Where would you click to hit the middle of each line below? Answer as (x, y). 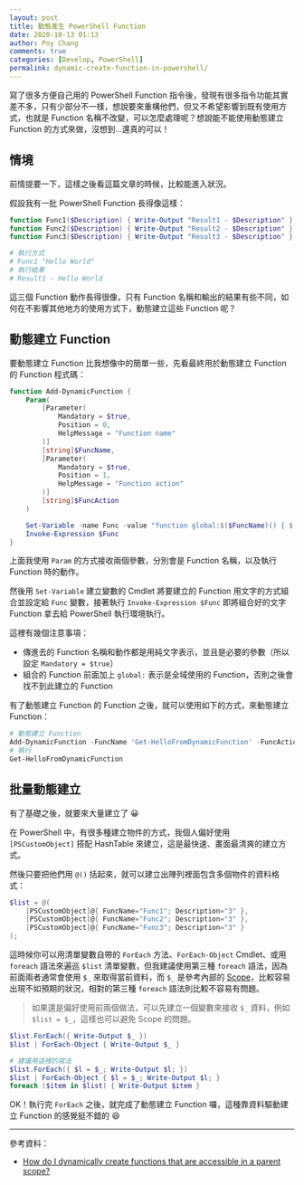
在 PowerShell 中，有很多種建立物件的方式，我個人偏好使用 (120, 832)
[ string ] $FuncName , (79, 450)
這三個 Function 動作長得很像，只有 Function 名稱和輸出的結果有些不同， (145, 297)
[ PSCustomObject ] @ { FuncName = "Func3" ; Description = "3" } (135, 928)
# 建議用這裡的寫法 (41, 1061)
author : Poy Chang (44, 43)
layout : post (34, 18)
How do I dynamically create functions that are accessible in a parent (152, 1161)
